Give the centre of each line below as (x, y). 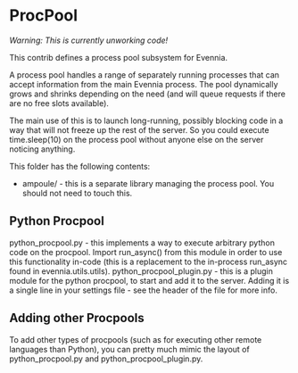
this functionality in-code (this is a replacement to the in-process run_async (149, 261)
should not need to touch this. (77, 193)
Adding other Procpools (77, 318)
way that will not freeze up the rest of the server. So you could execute (139, 129)
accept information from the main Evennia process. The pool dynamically (144, 84)
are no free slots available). (59, 103)
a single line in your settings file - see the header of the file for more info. (144, 290)
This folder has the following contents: (80, 166)
